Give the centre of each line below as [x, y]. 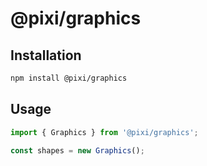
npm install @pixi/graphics [69, 78]
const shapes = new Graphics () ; [77, 150]
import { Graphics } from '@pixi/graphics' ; [104, 132]
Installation [46, 55]
